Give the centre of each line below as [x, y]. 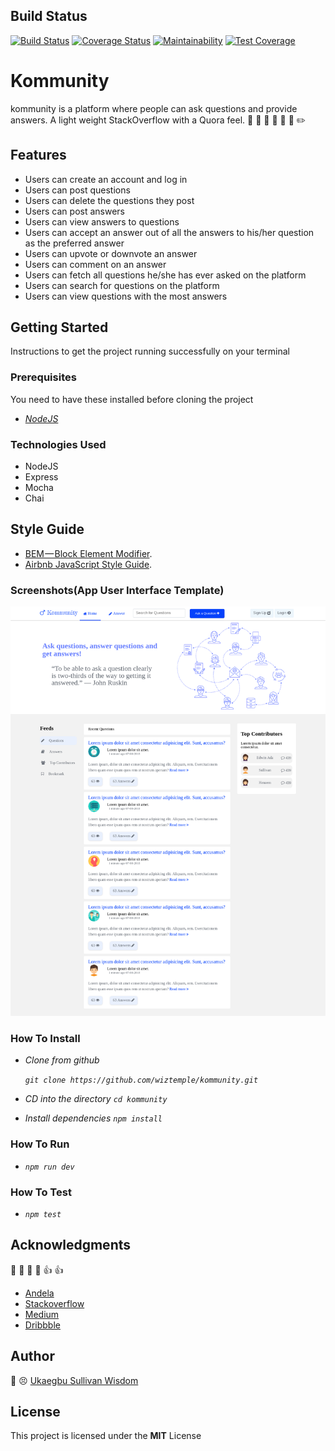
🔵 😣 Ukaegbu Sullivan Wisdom [74, 1380]
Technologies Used [58, 444]
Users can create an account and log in [106, 179]
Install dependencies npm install [93, 1118]
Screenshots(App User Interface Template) [117, 590]
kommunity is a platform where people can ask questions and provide [154, 108]
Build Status [49, 16]
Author [32, 1356]
